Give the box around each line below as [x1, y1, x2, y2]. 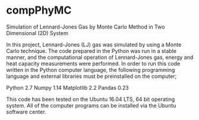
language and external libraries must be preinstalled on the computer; [6, 72, 177, 80]
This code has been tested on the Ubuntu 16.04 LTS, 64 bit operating [6, 96, 175, 103]
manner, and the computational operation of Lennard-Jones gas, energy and [6, 53, 194, 61]
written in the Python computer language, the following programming [6, 66, 175, 73]
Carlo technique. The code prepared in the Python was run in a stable [6, 47, 177, 54]
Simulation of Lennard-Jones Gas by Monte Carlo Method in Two [6, 23, 165, 30]
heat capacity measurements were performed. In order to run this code [6, 60, 181, 67]
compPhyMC [6, 4, 72, 17]
